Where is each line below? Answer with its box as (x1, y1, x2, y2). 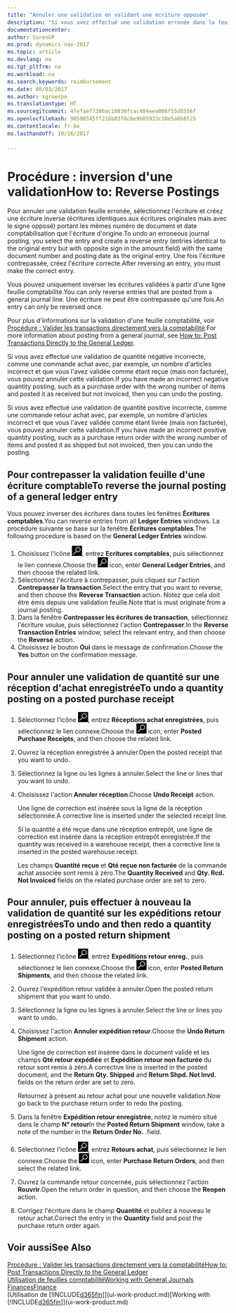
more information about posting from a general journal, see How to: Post (7, 331, 217, 340)
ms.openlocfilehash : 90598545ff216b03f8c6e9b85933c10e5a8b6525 (7, 115, 197, 122)
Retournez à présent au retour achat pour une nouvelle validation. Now (17, 1091, 221, 1100)
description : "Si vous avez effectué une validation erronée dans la (7, 18, 216, 26)
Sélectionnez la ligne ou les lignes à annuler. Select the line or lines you (17, 1006, 223, 1014)
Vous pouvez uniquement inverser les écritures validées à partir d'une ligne (7, 280, 226, 288)
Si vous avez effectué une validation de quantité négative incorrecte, (7, 353, 206, 361)
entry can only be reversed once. (7, 303, 103, 311)
